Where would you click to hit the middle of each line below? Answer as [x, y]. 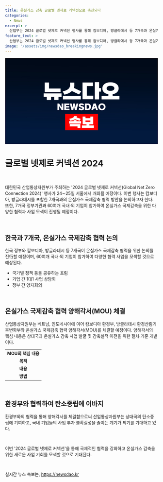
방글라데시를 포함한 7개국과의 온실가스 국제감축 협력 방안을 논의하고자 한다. [82, 200]
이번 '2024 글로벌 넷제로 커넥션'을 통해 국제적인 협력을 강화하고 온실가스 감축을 [80, 448]
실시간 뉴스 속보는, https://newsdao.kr [42, 474]
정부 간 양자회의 [27, 285]
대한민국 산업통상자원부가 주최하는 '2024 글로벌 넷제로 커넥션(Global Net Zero [80, 188]
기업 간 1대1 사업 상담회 [34, 279]
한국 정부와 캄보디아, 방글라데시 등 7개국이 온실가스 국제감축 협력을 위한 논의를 [79, 250]
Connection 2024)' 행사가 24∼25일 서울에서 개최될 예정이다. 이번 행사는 [75, 193]
